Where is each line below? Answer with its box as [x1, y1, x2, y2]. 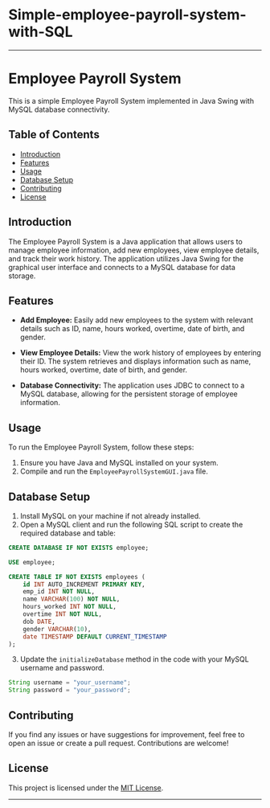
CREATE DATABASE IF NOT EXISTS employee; [8, 543, 149, 552]
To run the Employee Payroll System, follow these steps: [8, 442, 194, 452]
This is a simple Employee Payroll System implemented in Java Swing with [8, 96, 255, 105]
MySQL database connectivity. [8, 105, 110, 114]
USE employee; [8, 558, 56, 566]
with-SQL [8, 23, 74, 41]
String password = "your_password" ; [8, 686, 131, 695]
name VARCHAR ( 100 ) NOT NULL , [22, 595, 121, 604]
